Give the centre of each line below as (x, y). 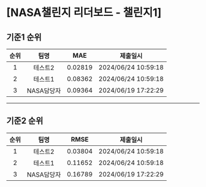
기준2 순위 (25, 121)
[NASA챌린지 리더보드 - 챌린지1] (84, 13)
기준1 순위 (24, 37)
